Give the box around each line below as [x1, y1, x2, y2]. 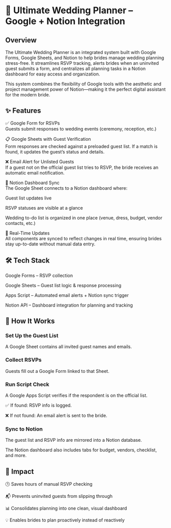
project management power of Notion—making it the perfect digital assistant [5, 86, 166, 92]
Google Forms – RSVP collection [5, 272, 73, 279]
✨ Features [5, 107, 41, 115]
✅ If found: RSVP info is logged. [5, 402, 72, 408]
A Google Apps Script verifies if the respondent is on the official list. [5, 392, 148, 398]
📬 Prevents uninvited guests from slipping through [5, 493, 113, 499]
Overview [5, 36, 37, 44]
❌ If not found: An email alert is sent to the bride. [5, 412, 108, 418]
